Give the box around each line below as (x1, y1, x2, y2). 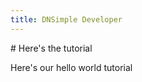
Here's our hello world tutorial (10, 61, 133, 73)
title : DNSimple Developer (10, 14, 123, 25)
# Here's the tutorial (10, 42, 93, 54)
